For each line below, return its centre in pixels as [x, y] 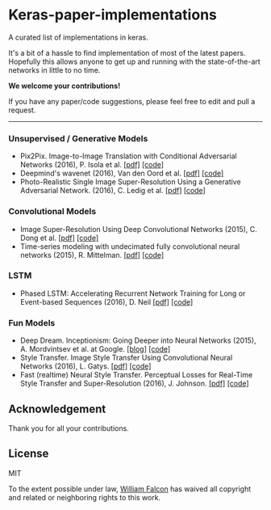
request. [22, 110]
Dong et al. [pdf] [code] [59, 238]
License [29, 454]
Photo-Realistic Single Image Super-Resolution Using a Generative [130, 182]
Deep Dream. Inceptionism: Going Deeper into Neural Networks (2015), [138, 340]
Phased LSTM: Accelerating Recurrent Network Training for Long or [133, 293]
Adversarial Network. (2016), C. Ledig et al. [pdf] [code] [113, 191]
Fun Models [32, 322]
